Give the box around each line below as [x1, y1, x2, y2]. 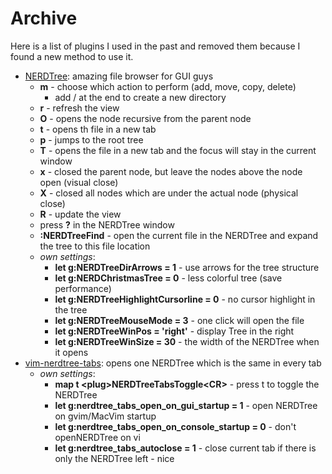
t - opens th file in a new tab [39, 123, 157, 135]
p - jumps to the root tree [39, 133, 144, 146]
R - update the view [39, 208, 122, 220]
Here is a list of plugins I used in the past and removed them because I [10, 40, 301, 52]
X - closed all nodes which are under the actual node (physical [39, 187, 299, 199]
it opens [54, 346, 89, 358]
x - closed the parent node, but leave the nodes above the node [39, 165, 303, 177]
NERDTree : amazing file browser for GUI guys [24, 70, 214, 82]
